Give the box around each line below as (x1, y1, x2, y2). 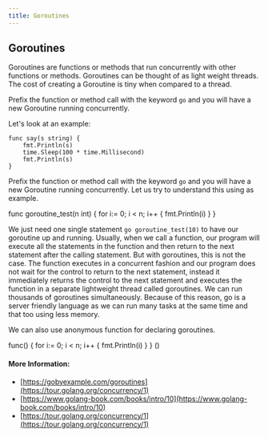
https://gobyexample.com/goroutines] (22, 377, 148, 387)
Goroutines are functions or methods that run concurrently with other (8, 62, 237, 72)
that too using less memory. (8, 310, 100, 319)
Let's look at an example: (8, 119, 91, 129)
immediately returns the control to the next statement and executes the (8, 275, 242, 285)
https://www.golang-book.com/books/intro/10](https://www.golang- (22, 394, 248, 403)
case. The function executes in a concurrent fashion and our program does (8, 259, 256, 268)
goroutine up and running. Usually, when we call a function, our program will (8, 233, 260, 243)
